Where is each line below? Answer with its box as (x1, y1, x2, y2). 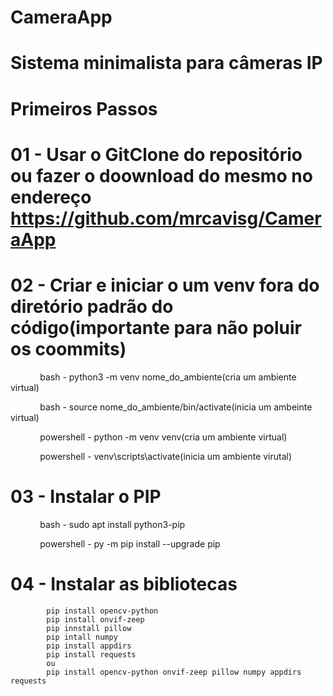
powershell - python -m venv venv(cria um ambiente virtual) (39, 431, 288, 443)
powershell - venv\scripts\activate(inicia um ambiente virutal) (39, 450, 293, 462)
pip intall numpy (46, 632, 118, 642)
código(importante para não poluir (10, 316, 302, 339)
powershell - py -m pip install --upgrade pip (39, 537, 221, 550)
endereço (10, 186, 92, 208)
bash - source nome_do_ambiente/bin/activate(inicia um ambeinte (39, 401, 313, 413)
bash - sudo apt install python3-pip (39, 518, 186, 530)
